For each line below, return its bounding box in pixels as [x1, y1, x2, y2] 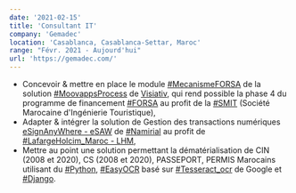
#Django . [21, 173, 56, 183]
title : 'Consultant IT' [9, 21, 98, 30]
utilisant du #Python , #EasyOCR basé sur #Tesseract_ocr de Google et [21, 164, 283, 174]
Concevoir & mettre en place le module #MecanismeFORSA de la [21, 79, 261, 89]
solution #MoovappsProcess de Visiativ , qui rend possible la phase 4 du [21, 88, 287, 99]
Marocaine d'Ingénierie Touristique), [21, 108, 156, 117]
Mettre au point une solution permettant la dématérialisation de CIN [21, 145, 270, 156]
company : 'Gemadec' [9, 29, 82, 38]
